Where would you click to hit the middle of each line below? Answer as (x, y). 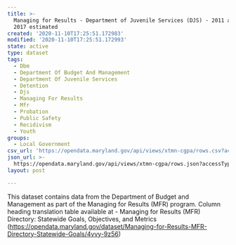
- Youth (25, 131)
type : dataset (28, 53)
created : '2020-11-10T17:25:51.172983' (66, 33)
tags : (15, 60)
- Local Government (42, 145)
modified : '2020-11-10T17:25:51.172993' (67, 40)
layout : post (26, 170)
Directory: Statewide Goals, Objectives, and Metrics (82, 219)
